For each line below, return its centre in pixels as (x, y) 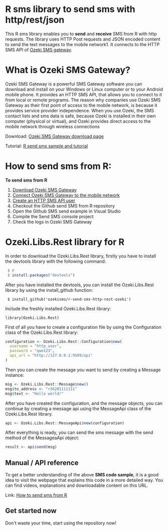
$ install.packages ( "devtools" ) (41, 275)
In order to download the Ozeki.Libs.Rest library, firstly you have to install (81, 256)
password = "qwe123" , (32, 351)
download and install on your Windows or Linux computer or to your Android (84, 89)
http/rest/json (35, 20)
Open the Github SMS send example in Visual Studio (67, 211)
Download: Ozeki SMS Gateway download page (54, 136)
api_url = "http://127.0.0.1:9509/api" (51, 356)
